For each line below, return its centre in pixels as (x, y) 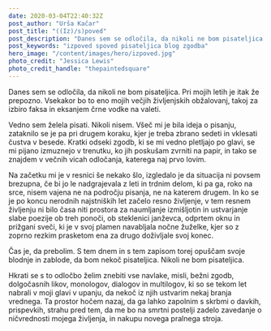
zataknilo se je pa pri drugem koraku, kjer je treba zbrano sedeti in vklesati (133, 133)
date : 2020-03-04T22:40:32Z (56, 16)
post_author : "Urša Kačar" (54, 24)
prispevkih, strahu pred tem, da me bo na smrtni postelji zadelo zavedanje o (135, 310)
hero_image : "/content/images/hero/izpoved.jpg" (92, 54)
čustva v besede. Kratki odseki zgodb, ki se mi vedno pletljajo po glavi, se (132, 142)
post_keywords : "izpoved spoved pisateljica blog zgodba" (108, 46)
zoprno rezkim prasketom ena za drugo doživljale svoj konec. (111, 235)
